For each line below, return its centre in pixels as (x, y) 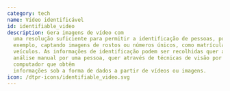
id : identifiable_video (41, 26)
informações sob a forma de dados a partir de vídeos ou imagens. (110, 70)
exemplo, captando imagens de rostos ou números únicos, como (104, 45)
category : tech (29, 13)
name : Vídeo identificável (46, 20)
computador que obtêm (44, 64)
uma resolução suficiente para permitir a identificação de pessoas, (114, 39)
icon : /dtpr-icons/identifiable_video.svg (68, 77)
